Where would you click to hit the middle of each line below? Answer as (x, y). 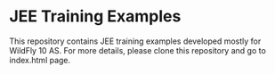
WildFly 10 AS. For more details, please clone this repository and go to (138, 50)
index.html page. (40, 60)
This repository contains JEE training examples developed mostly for (135, 41)
